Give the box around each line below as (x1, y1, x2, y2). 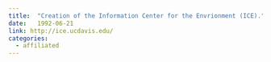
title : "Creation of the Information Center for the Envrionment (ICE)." (8, 11, 265, 20)
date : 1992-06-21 (8, 19, 74, 27)
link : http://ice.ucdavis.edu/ (8, 27, 114, 35)
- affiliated (15, 42, 60, 50)
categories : (8, 34, 48, 43)
